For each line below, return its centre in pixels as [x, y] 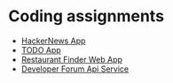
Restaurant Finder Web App [72, 59]
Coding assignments [86, 16]
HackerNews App [53, 41]
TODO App [41, 49]
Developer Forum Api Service [75, 69]
